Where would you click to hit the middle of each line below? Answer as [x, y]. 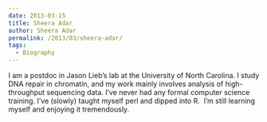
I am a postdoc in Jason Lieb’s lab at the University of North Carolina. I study [134, 75]
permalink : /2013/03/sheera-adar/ [66, 38]
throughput [27, 92]
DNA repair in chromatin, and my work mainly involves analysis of [116, 84]
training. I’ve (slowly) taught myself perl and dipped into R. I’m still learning [132, 101]
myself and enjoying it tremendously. [69, 109]
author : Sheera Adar [43, 30]
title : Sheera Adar [41, 23]
